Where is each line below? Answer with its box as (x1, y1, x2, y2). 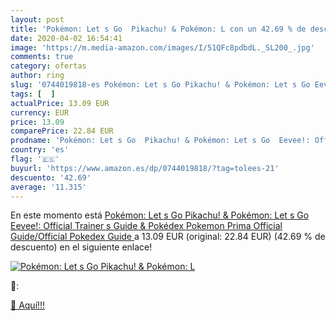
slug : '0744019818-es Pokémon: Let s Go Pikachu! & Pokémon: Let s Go (10, 80, 311, 90)
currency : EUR (10, 107, 70, 118)
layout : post (10, 14, 65, 25)
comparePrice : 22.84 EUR (10, 126, 114, 136)
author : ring (10, 71, 65, 81)
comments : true (10, 52, 74, 62)
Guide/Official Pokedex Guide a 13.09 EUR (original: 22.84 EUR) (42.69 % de (10, 231, 326, 243)
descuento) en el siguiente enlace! (10, 241, 153, 253)
